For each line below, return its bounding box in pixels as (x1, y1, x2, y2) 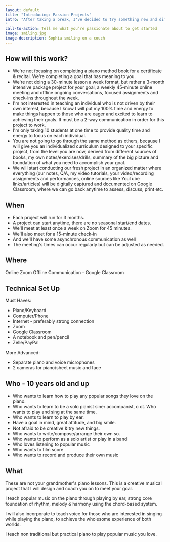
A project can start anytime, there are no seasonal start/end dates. (12, 220, 151, 226)
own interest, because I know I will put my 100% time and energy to (12, 105, 154, 111)
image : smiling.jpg (5, 31, 47, 36)
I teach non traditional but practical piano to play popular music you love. (5, 531, 157, 537)
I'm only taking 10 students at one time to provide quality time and (12, 127, 150, 133)
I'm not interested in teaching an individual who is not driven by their (12, 100, 155, 106)
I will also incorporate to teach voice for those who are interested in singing (5, 510, 162, 517)
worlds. (5, 521, 21, 527)
